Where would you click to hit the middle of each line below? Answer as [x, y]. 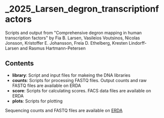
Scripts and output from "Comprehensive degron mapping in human [73, 33]
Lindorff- [138, 43]
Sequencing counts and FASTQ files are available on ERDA [64, 110]
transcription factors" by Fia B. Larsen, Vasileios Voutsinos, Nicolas [72, 38]
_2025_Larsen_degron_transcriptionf [82, 9]
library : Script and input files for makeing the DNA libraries [71, 75]
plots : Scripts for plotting [37, 101]
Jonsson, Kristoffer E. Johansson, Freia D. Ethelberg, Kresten [66, 43]
